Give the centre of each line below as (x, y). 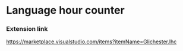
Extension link (27, 29)
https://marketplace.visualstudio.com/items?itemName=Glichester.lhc (91, 42)
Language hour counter (65, 10)
